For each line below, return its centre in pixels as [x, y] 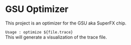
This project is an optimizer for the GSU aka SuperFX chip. [66, 23]
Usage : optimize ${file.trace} [39, 32]
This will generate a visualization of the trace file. [56, 37]
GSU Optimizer [37, 9]
